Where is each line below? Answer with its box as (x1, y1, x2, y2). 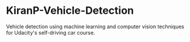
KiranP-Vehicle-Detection (6, 4, 134, 17)
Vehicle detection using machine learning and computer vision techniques (6, 23, 185, 30)
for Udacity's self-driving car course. (6, 29, 95, 36)
